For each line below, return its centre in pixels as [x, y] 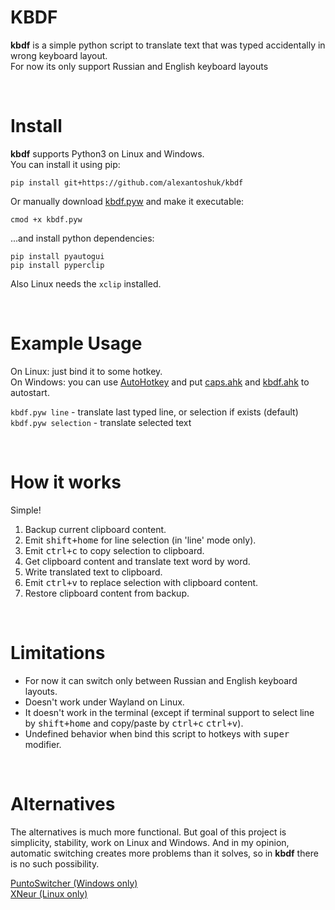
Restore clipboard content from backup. [107, 593]
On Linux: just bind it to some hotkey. [86, 371]
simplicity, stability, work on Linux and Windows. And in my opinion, [150, 842]
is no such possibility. [55, 863]
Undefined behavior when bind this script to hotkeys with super [157, 733]
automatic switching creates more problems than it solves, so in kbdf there [164, 853]
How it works [66, 482]
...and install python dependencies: [82, 238]
